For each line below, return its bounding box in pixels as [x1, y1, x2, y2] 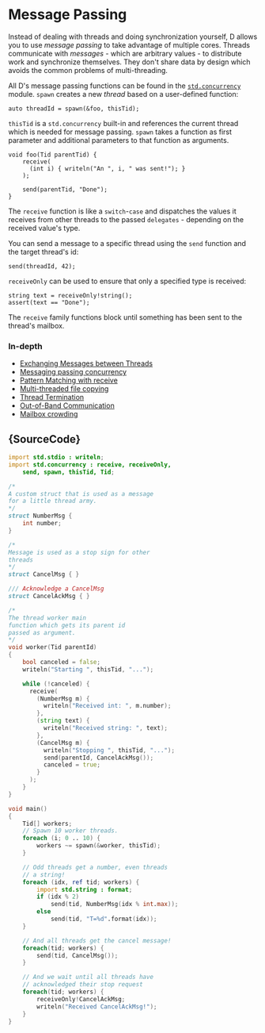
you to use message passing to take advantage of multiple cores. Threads [8, 40, 251, 49]
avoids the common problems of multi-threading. [8, 65, 168, 75]
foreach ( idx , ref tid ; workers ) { [22, 878, 140, 886]
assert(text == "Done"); [8, 298, 90, 306]
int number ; [22, 520, 62, 528]
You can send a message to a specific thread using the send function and [8, 238, 247, 248]
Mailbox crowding [19, 409, 78, 419]
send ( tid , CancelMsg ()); [36, 951, 119, 959]
